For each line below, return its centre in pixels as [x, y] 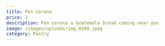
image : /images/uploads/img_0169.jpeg [54, 28]
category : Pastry [28, 34]
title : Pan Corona [29, 12]
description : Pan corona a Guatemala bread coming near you [83, 23]
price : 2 [17, 17]
